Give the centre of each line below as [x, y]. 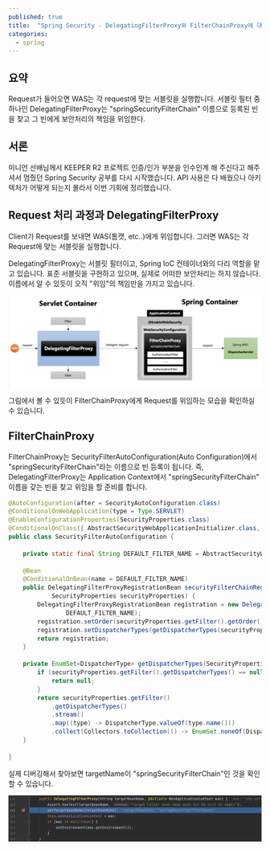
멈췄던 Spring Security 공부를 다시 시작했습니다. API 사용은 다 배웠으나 [135, 178]
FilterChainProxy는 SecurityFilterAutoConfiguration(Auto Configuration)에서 [133, 456]
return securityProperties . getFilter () [104, 698]
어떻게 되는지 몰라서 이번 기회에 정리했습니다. [100, 187]
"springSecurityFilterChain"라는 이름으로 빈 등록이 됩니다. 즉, [106, 467]
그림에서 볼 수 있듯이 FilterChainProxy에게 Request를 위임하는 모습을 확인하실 [132, 400]
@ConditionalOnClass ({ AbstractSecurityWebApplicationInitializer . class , [135, 529]
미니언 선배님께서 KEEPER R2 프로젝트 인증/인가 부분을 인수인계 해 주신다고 [127, 167]
